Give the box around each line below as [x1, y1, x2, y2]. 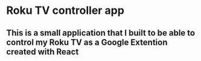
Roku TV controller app [6, 4, 125, 18]
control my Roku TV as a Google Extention [6, 37, 168, 47]
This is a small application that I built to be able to [6, 28, 195, 38]
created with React [6, 47, 79, 57]
